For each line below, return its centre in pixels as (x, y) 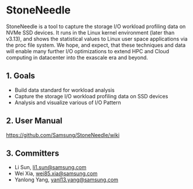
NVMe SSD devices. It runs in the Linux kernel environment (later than (90, 32)
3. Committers (33, 153)
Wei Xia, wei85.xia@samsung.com (56, 174)
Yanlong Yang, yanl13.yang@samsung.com (66, 180)
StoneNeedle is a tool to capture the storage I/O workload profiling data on (96, 26)
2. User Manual (34, 121)
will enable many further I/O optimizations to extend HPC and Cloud (88, 51)
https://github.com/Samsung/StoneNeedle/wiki (63, 135)
